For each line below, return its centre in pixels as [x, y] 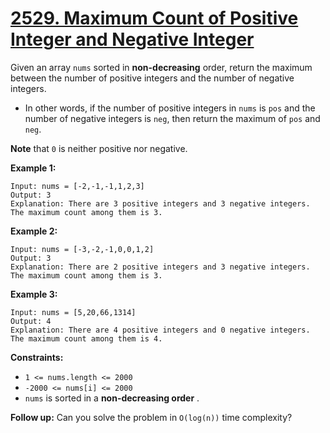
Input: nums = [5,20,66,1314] [73, 312]
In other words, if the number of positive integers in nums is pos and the [170, 108]
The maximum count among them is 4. [86, 338]
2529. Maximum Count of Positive [154, 18]
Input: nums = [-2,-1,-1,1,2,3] [77, 186]
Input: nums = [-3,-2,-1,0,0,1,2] [82, 249]
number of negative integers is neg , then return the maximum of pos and [172, 118]
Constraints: [37, 357]
